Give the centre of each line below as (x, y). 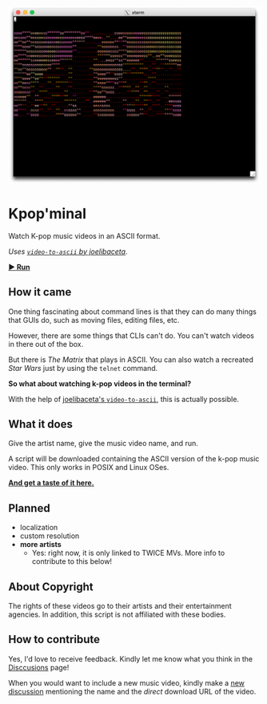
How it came (40, 292)
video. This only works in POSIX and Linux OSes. (89, 468)
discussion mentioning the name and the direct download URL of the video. (132, 691)
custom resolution (50, 536)
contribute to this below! (72, 561)
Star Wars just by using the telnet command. (83, 368)
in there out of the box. (46, 344)
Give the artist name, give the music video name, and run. (103, 444)
